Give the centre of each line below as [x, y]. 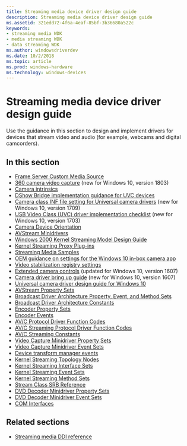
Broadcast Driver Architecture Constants [64, 303]
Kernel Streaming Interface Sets [54, 366]
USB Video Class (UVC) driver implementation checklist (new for [94, 214]
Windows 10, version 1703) [47, 221]
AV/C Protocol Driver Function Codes [60, 322]
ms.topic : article [29, 61]
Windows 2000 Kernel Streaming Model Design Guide [81, 239]
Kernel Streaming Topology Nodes [57, 359]
